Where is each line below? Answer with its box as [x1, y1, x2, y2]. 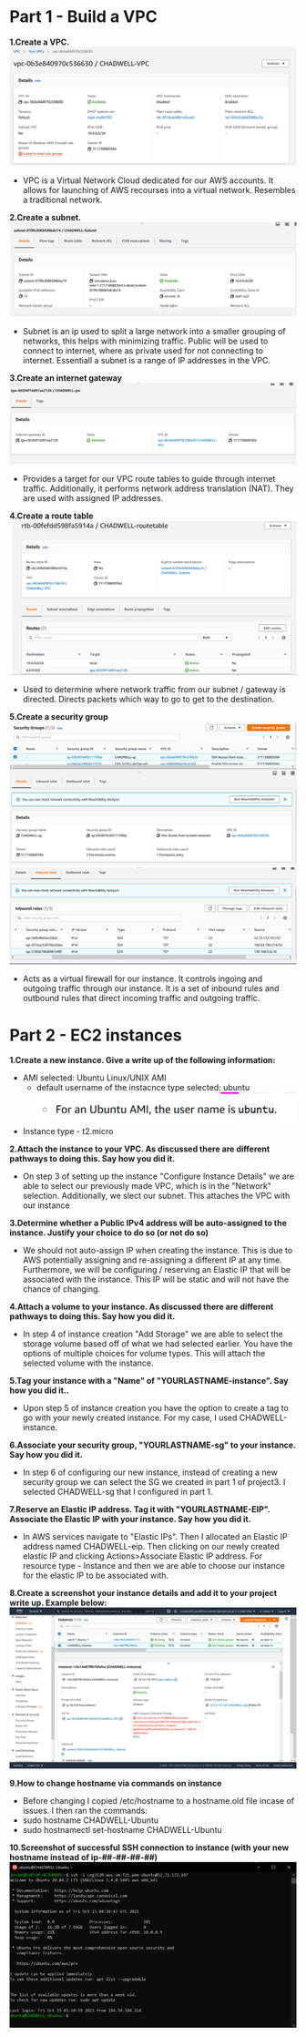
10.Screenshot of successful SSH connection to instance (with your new [9, 1842, 290, 1853]
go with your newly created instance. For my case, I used [22, 1412, 238, 1423]
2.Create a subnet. [9, 212, 82, 223]
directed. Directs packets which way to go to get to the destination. [22, 693, 275, 704]
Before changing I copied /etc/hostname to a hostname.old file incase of [22, 1796, 295, 1807]
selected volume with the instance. [22, 1357, 154, 1368]
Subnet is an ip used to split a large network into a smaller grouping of [22, 326, 286, 337]
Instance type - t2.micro [22, 1125, 114, 1136]
